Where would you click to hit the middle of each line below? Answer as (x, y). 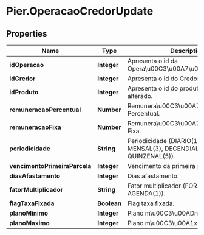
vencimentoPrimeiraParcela (50, 166)
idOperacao (27, 65)
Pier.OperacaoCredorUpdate (80, 11)
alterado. (140, 96)
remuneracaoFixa (36, 127)
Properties (27, 34)
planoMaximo (29, 223)
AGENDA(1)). (146, 193)
